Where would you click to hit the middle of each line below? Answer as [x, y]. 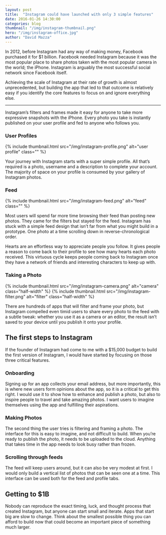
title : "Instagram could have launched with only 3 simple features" [79, 14]
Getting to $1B [27, 494]
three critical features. [28, 360]
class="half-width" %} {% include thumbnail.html [55, 291]
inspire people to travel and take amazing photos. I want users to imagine [80, 400]
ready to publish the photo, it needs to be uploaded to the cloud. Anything [80, 439]
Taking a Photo [23, 275]
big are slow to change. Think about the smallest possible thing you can [78, 517]
